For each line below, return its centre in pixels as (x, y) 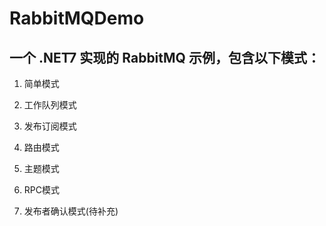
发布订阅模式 (50, 126)
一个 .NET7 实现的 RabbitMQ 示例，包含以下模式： (165, 57)
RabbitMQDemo (77, 18)
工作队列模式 (50, 105)
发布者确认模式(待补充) (71, 211)
